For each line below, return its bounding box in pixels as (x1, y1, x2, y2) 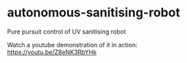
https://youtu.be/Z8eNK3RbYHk (7, 48, 97, 56)
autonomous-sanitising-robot (7, 5, 180, 21)
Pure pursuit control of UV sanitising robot (7, 27, 127, 36)
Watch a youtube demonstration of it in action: (7, 40, 138, 49)
